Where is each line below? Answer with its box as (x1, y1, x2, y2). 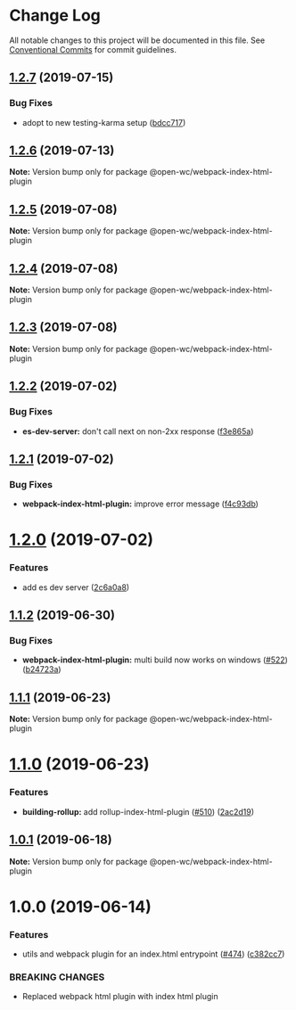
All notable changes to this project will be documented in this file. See (9, 35, 266, 45)
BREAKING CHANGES (9, 971, 105, 983)
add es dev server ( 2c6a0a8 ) (21, 581, 130, 593)
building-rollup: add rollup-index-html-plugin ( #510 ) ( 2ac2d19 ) (21, 806, 254, 817)
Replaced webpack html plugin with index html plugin (21, 991, 218, 1002)
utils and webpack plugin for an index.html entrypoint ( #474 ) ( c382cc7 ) (21, 948, 285, 959)
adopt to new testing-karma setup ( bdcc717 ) (21, 117, 186, 127)
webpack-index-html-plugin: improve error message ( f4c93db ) (21, 498, 259, 509)
